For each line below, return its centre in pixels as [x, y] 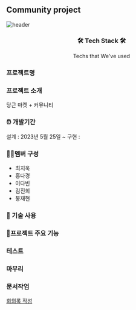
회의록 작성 [19, 301]
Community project [44, 10]
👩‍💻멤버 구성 [23, 154]
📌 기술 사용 [21, 216]
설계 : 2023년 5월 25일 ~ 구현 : [43, 136]
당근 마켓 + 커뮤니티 [30, 105]
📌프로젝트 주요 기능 [33, 233]
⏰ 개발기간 [21, 122]
